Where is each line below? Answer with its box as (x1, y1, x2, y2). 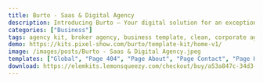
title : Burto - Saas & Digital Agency (8, 11, 135, 20)
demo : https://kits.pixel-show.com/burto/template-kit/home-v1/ (8, 41, 222, 48)
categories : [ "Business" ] (8, 26, 92, 34)
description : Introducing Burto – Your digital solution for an (8, 19, 222, 27)
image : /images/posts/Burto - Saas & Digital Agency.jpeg (8, 48, 201, 55)
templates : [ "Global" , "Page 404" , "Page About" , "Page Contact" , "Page (8, 55, 250, 63)
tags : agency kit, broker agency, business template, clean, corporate (8, 33, 247, 41)
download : (8, 62, 41, 70)
